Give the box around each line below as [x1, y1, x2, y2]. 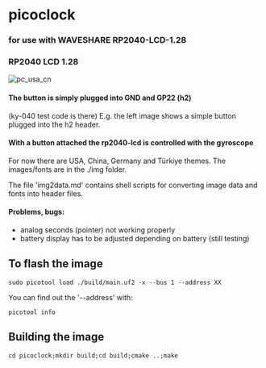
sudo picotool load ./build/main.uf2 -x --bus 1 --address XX [8, 278, 222, 286]
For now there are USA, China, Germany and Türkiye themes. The [8, 156, 227, 165]
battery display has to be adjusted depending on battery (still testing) [19, 234, 250, 244]
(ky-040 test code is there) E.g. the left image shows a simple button [8, 111, 236, 120]
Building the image [8, 330, 105, 344]
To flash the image [8, 257, 103, 271]
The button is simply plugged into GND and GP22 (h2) [8, 93, 192, 102]
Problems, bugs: [8, 207, 65, 217]
